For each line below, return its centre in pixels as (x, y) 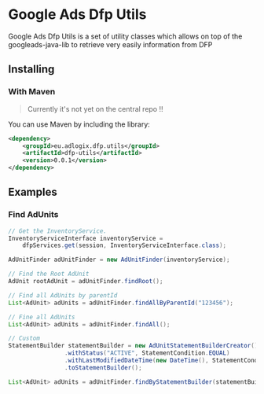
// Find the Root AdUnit (49, 274)
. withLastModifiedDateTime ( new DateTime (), (137, 361)
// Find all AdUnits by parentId (63, 295)
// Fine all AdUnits (42, 317)
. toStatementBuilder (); (103, 367)
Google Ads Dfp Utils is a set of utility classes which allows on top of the (125, 36)
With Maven (32, 92)
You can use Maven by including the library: (79, 124)
